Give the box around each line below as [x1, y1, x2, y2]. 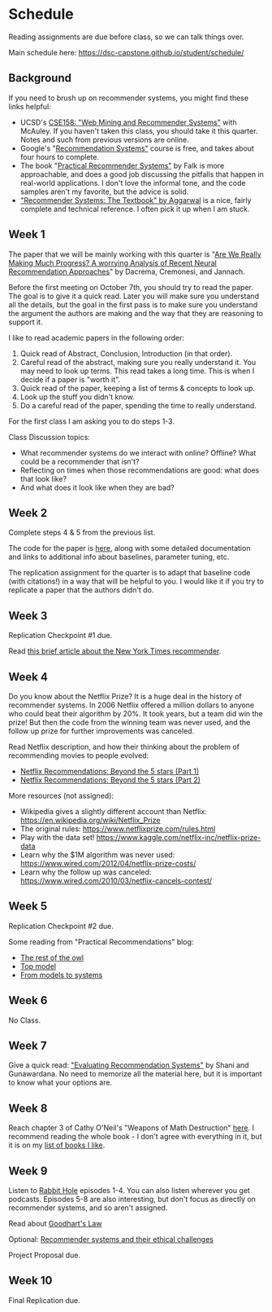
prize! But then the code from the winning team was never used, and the [8, 718, 251, 727]
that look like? [19, 473, 67, 483]
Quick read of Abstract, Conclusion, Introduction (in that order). [19, 348, 233, 359]
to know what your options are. [8, 1077, 112, 1088]
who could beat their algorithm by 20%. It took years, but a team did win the [8, 709, 264, 718]
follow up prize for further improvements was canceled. [8, 726, 195, 736]
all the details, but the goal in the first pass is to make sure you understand [8, 299, 258, 310]
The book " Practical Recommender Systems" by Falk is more [19, 161, 225, 170]
